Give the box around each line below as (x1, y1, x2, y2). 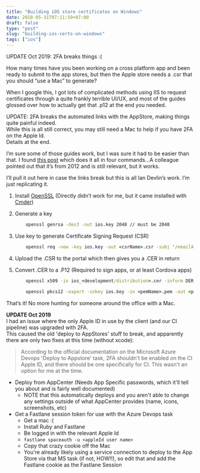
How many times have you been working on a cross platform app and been (6, 64, 190, 72)
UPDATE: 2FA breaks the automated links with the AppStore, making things (6, 113, 190, 120)
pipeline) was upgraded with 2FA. (6, 324, 89, 331)
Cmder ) (14, 198, 34, 205)
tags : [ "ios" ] (6, 36, 42, 42)
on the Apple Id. (6, 132, 46, 139)
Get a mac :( (23, 416, 54, 424)
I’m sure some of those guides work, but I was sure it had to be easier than (6, 150, 189, 157)
